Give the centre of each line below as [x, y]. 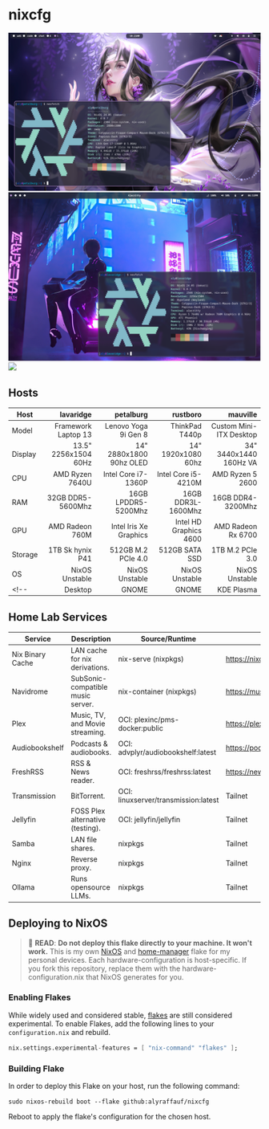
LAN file [84, 839]
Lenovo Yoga [126, 426]
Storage [25, 554]
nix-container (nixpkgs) [158, 691]
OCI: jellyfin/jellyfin [149, 820]
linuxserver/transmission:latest [169, 800]
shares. [83, 848]
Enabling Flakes [40, 997]
